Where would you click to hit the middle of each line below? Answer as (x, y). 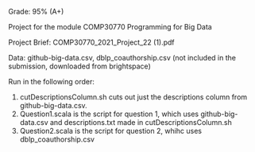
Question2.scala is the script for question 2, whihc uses (111, 131)
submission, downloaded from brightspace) (79, 66)
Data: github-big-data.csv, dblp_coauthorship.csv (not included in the (122, 58)
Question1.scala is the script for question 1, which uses (109, 114)
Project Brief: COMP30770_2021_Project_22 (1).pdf (91, 42)
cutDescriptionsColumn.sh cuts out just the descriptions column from (133, 97)
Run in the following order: (52, 82)
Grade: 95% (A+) (36, 12)
